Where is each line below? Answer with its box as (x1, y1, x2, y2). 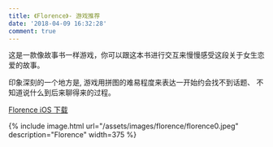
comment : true (8, 27, 57, 35)
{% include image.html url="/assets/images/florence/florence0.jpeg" (8, 121, 239, 131)
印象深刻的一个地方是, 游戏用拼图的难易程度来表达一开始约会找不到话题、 (8, 78, 254, 88)
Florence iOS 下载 (8, 105, 68, 115)
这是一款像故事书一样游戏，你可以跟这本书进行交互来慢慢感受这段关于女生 (8, 50, 258, 60)
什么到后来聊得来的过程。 (29, 88, 115, 97)
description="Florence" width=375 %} (8, 130, 136, 140)
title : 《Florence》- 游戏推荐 (8, 11, 101, 20)
